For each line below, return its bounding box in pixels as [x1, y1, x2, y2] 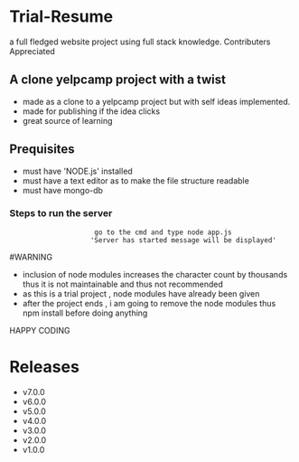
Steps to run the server [9, 207, 113, 220]
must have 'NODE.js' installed [22, 165, 133, 176]
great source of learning [22, 115, 113, 126]
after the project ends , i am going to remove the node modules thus [22, 297, 276, 308]
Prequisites [9, 142, 75, 157]
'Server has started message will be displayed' [89, 235, 277, 245]
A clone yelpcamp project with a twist [9, 72, 226, 88]
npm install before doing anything [22, 307, 148, 318]
